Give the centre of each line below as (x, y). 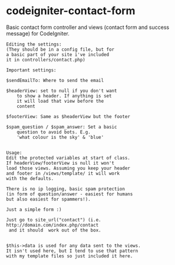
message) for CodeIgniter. (38, 33)
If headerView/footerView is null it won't (60, 163)
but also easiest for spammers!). (49, 199)
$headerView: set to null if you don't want (62, 91)
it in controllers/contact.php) (46, 60)
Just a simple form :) (34, 210)
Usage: (14, 153)
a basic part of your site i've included (58, 54)
